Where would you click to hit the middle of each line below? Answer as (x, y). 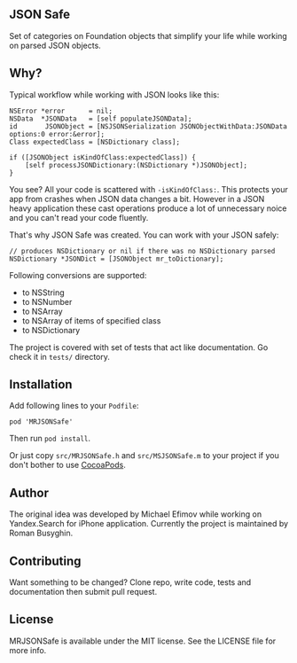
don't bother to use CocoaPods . (67, 465)
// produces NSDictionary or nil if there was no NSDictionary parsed (142, 251)
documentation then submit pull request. (83, 592)
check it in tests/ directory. (60, 356)
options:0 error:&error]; (57, 134)
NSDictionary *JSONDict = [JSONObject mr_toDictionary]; (117, 259)
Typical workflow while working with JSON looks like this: (114, 94)
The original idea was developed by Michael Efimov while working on (136, 514)
